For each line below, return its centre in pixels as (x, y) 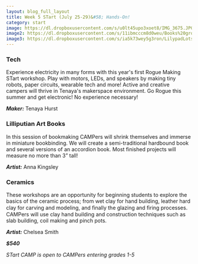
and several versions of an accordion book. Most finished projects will (91, 149)
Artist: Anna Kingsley (32, 167)
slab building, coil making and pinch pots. (57, 220)
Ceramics (20, 182)
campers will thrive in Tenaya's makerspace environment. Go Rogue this (94, 91)
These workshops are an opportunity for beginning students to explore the (97, 195)
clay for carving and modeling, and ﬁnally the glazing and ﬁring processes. (97, 208)
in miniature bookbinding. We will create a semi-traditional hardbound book (98, 143)
